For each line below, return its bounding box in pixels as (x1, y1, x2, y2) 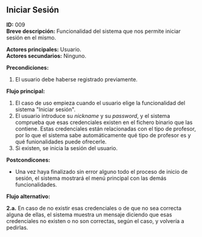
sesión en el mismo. (6, 33, 57, 41)
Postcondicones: (6, 156, 50, 163)
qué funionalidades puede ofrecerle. (15, 138, 107, 145)
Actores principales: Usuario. (6, 46, 82, 53)
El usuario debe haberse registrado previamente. (15, 75, 138, 83)
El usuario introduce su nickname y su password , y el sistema (15, 112, 170, 119)
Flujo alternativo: (6, 193, 50, 200)
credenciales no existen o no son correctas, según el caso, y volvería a (6, 217, 184, 224)
